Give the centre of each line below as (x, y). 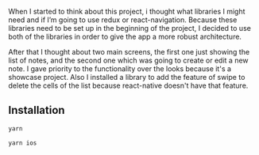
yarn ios (23, 143)
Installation (37, 110)
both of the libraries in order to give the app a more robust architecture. (125, 36)
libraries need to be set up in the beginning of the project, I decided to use (130, 28)
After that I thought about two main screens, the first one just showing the (129, 52)
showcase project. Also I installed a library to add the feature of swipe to (127, 77)
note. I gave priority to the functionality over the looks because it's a (120, 69)
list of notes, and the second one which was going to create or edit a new (128, 60)
